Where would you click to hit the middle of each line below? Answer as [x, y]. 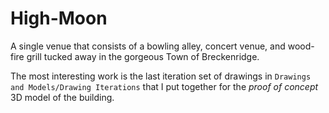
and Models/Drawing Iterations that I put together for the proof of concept [164, 86]
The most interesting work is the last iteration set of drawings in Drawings [161, 76]
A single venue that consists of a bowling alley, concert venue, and [148, 46]
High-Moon [59, 18]
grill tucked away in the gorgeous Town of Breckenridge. [143, 56]
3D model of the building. [62, 97]
